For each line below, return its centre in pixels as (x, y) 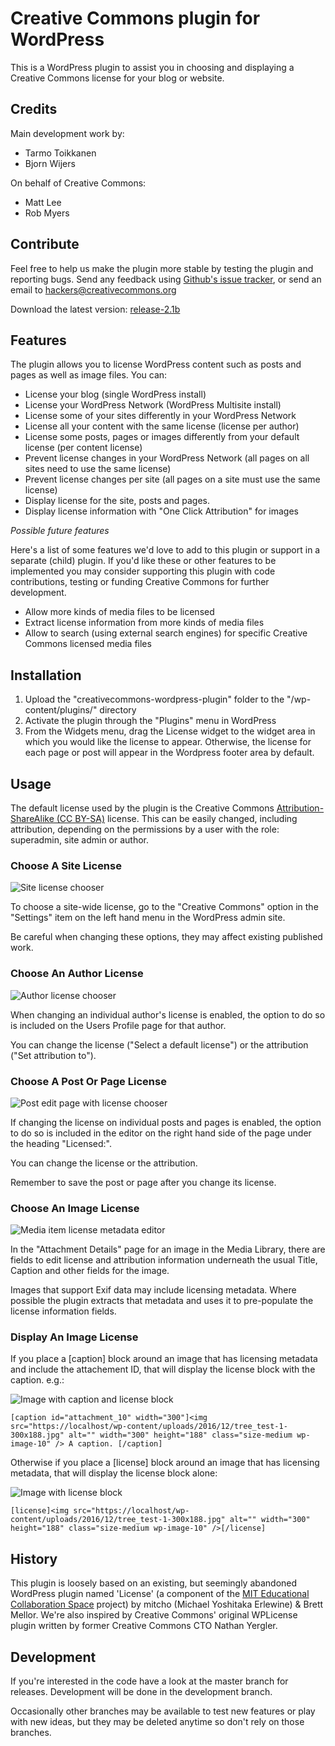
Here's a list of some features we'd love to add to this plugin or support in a (165, 550)
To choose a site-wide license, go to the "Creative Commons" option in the (164, 907)
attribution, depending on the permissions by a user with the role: (145, 829)
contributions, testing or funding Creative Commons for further (140, 582)
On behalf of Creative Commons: (78, 183)
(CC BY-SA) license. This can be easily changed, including (177, 818)
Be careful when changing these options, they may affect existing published (166, 937)
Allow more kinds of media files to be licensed (119, 612)
